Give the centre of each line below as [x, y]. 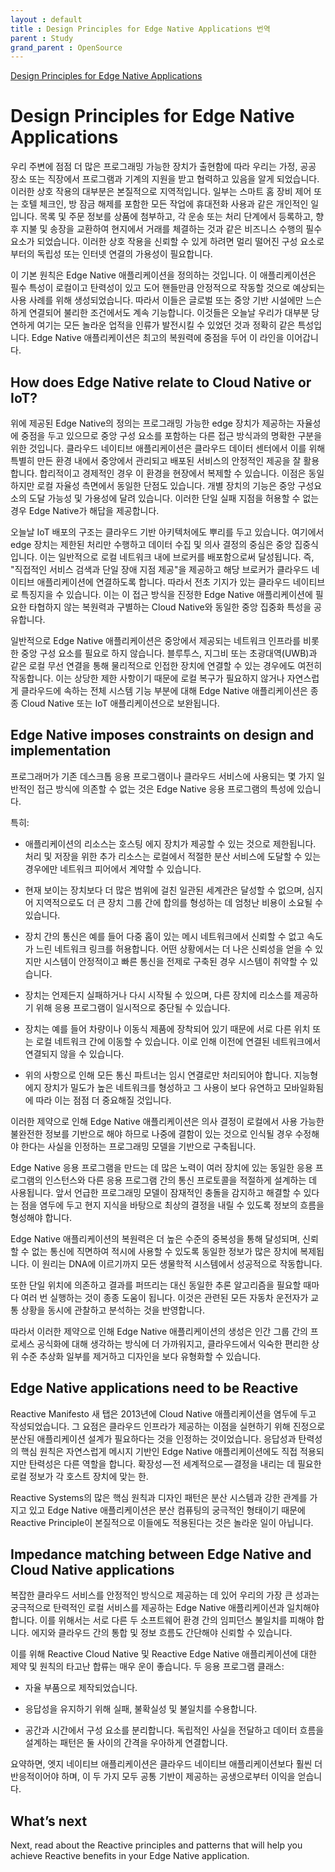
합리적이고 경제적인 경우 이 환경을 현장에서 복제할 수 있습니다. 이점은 [173, 473]
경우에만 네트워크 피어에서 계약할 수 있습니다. [113, 868]
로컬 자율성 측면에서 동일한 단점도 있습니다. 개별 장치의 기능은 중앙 [166, 485]
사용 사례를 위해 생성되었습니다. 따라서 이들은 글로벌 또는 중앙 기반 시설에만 [157, 300]
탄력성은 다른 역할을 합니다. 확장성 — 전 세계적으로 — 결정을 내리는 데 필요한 [175, 1463]
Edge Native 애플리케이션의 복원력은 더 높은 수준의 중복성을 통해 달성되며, [155, 1238]
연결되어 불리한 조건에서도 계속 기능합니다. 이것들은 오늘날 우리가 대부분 [169, 313]
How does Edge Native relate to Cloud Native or [161, 382]
